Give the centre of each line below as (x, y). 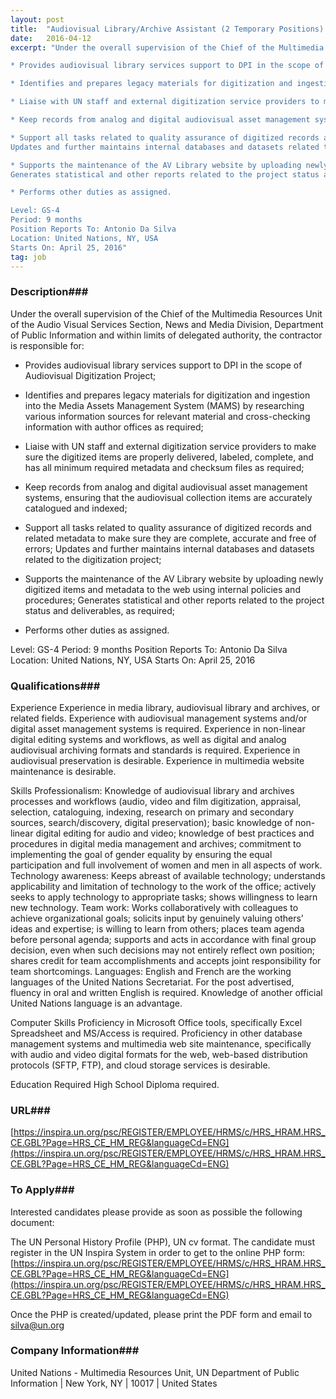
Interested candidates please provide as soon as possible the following (156, 1212)
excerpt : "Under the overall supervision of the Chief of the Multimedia (167, 47)
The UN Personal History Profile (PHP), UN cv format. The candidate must (162, 1242)
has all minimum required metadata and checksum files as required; (164, 467)
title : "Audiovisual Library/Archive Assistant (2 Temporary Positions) (167, 29)
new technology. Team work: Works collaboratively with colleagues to (154, 907)
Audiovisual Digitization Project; (90, 375)
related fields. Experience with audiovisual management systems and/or (159, 718)
